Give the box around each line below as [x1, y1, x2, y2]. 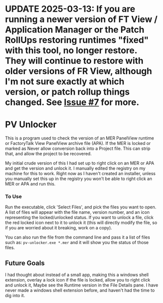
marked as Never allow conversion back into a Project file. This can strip [5, 145, 150, 152]
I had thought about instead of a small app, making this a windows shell [5, 272, 149, 278]
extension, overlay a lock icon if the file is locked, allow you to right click [5, 277, 150, 283]
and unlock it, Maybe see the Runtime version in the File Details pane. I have [5, 282, 159, 288]
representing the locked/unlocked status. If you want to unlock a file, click [5, 215, 154, 221]
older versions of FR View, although [5, 66, 152, 77]
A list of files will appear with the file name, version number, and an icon [5, 209, 150, 215]
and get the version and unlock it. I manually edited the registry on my [5, 165, 145, 171]
